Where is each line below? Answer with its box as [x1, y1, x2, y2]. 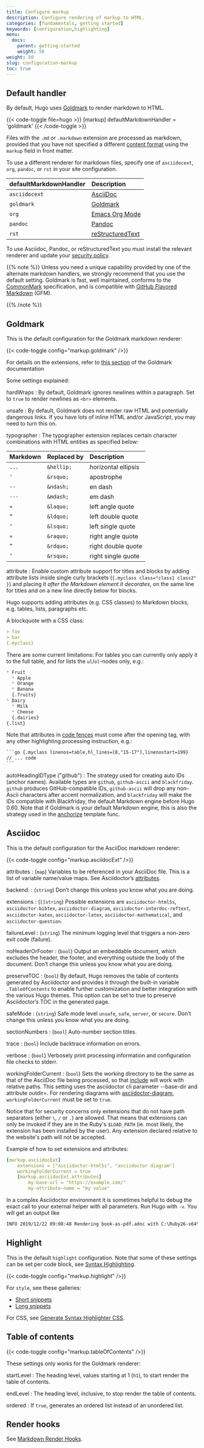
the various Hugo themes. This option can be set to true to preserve [6, 992, 176, 999]
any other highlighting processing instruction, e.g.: [6, 738, 132, 745]
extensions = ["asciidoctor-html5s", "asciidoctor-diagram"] [17, 1163, 175, 1169]
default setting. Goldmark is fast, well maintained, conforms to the [6, 276, 171, 284]
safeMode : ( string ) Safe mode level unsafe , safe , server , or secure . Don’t [6, 1010, 191, 1017]
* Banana [12, 686, 34, 693]
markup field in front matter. [6, 147, 74, 155]
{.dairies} [12, 715, 39, 721]
